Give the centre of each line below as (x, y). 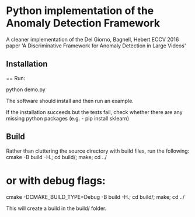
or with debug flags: (56, 180)
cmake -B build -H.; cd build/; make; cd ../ (56, 157)
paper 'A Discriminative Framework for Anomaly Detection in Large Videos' (96, 46)
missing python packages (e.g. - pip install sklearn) (68, 118)
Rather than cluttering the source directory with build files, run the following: (98, 151)
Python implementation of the (80, 11)
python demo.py (26, 89)
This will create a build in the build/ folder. (56, 208)
